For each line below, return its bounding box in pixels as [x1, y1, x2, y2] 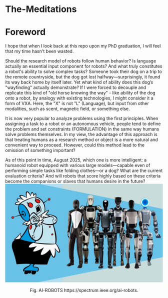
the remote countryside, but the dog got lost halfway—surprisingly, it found [5, 74, 160, 80]
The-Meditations [5, 3, 77, 15]
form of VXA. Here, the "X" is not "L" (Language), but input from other [5, 100, 149, 106]
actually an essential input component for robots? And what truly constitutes [5, 63, 162, 69]
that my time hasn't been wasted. [5, 48, 74, 54]
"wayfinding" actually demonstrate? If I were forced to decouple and [5, 84, 146, 90]
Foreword [5, 26, 46, 38]
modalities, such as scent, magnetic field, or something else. [5, 106, 130, 112]
